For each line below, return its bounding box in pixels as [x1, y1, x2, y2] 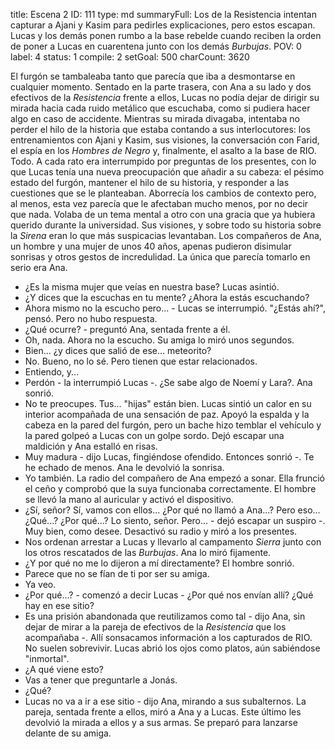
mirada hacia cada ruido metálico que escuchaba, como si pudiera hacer [10, 102, 311, 114]
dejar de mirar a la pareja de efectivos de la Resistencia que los [24, 621, 287, 633]
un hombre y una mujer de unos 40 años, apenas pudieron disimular [10, 240, 292, 252]
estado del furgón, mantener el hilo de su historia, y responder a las [10, 177, 290, 188]
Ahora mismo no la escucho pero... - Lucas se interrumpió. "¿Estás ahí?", [24, 302, 326, 314]
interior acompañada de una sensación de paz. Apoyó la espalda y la [24, 409, 310, 420]
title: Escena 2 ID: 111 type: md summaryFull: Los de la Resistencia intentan [10, 9, 317, 20]
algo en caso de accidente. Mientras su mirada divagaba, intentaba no [10, 113, 300, 124]
